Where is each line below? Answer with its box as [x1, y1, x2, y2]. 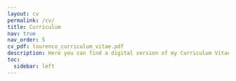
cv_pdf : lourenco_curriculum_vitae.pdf [7, 43, 124, 50]
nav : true [7, 30, 37, 37]
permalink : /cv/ [7, 17, 55, 24]
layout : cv [7, 10, 39, 18]
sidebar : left [13, 63, 55, 70]
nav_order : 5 [7, 37, 46, 44]
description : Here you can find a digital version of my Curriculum [7, 50, 212, 57]
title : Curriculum [7, 23, 61, 30]
